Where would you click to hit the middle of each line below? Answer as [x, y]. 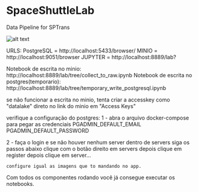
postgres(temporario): [34, 82]
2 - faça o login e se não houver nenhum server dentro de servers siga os [98, 142]
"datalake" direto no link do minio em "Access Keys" [71, 106]
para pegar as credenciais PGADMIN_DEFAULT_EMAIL [74, 124]
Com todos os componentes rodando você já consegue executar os [91, 177]
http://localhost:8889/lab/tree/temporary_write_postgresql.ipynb [86, 88]
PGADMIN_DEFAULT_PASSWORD [48, 130]
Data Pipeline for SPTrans [38, 27]
